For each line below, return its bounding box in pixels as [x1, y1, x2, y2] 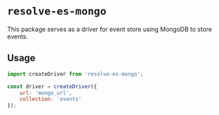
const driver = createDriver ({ [7, 83, 97, 90]
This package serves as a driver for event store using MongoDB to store [7, 25, 213, 33]
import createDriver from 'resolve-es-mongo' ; [7, 70, 144, 77]
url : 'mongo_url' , [19, 90, 73, 96]
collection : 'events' [19, 96, 82, 103]
